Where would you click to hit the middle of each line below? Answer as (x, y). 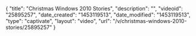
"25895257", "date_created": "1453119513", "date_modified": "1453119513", (98, 15)
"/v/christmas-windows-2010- (150, 21)
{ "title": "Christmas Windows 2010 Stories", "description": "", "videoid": (94, 9)
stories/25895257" (29, 27)
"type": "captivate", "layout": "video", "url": (58, 21)
